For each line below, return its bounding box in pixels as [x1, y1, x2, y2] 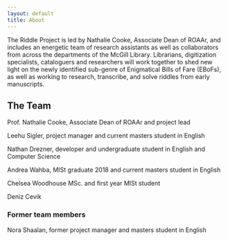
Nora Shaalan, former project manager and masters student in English [7, 226, 207, 234]
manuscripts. [7, 80, 45, 88]
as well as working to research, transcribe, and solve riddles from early [7, 72, 210, 80]
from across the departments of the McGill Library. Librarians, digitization [7, 50, 217, 59]
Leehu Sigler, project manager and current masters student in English [7, 132, 206, 140]
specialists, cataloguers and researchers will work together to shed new [7, 57, 213, 66]
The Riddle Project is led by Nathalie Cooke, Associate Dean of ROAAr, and [7, 35, 221, 44]
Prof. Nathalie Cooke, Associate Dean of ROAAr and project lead [7, 118, 191, 127]
